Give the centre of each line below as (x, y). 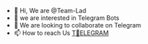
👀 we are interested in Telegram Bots (66, 18)
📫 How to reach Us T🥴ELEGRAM (61, 33)
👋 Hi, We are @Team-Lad (50, 11)
